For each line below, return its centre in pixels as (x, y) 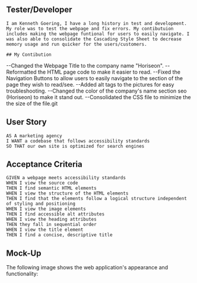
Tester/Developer (39, 10)
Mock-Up (24, 253)
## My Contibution (29, 55)
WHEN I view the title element (45, 230)
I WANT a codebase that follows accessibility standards (78, 141)
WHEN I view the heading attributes (51, 220)
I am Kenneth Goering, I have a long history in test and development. (96, 23)
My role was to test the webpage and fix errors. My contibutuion (90, 28)
